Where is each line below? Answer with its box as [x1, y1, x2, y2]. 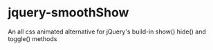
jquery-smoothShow [8, 5, 129, 21]
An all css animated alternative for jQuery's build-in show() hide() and [8, 27, 206, 36]
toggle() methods [8, 34, 57, 42]
